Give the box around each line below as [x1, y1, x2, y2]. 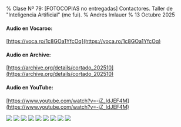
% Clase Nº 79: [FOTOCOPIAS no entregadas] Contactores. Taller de [6, 5, 173, 12]
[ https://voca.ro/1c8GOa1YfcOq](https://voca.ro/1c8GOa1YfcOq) [6, 38, 161, 45]
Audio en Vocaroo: [6, 25, 53, 32]
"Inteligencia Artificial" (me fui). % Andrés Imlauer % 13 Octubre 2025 [6, 11, 175, 18]
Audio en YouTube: [6, 84, 54, 91]
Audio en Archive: [6, 51, 51, 58]
